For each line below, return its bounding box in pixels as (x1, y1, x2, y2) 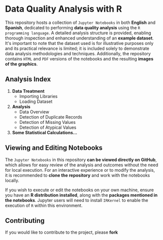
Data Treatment (12, 88, 45, 94)
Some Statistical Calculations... (12, 129, 78, 135)
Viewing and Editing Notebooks (5, 144, 103, 152)
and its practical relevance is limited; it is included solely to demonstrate (5, 45, 149, 51)
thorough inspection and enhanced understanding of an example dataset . (5, 35, 154, 41)
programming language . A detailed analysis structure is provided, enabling (5, 30, 151, 36)
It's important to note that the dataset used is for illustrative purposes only (5, 40, 154, 46)
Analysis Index (5, 75, 51, 83)
